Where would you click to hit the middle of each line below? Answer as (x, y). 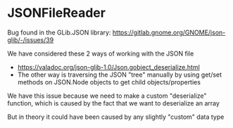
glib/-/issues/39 (31, 39)
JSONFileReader (56, 13)
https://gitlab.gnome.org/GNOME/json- (169, 32)
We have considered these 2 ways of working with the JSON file (101, 53)
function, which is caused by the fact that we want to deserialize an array (114, 103)
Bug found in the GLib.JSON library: (59, 32)
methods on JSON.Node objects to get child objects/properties (109, 82)
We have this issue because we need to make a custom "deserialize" (107, 96)
